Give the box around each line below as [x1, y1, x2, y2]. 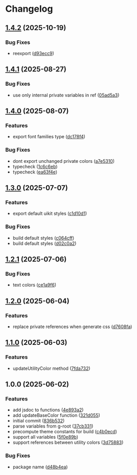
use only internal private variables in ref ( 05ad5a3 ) [12, 92, 120, 98]
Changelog [5, 3, 53, 15]
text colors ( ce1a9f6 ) [12, 282, 57, 288]
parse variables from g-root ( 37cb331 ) [12, 423, 94, 429]
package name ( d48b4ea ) [12, 464, 68, 470]
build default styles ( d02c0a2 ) [12, 240, 77, 246]
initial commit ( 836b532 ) [12, 418, 65, 424]
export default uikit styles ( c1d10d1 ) [12, 210, 87, 217]
